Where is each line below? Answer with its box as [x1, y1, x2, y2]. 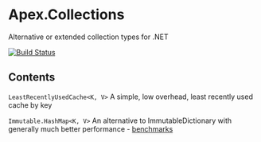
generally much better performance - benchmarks [8, 124, 173, 133]
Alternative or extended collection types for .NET [8, 32, 169, 41]
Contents [8, 70, 56, 85]
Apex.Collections [8, 6, 125, 24]
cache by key [8, 100, 53, 109]
